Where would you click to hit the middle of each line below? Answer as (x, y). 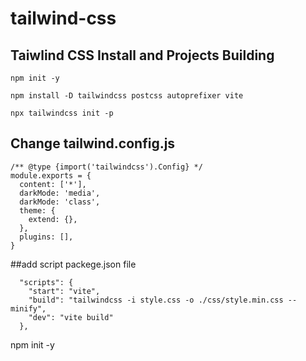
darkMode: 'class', (60, 202)
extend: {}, (53, 219)
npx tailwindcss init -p (62, 113)
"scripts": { (46, 282)
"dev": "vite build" (71, 317)
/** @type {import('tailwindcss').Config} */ (106, 167)
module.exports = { (51, 175)
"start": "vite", (64, 291)
